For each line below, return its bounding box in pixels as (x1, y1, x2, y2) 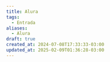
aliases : (6, 25, 28, 31)
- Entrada (11, 19, 35, 25)
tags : (6, 14, 20, 20)
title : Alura (6, 8, 38, 15)
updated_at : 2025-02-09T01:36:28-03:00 (6, 47, 105, 53)
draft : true (6, 36, 35, 42)
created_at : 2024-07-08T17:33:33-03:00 (6, 42, 105, 48)
